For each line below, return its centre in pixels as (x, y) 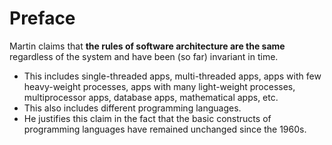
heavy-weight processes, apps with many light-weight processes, (159, 86)
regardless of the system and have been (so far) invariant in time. (144, 56)
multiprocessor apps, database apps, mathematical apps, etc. (151, 97)
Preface (42, 18)
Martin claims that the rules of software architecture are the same (147, 46)
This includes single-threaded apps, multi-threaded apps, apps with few (172, 76)
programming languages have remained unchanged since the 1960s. (165, 129)
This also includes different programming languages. (132, 108)
